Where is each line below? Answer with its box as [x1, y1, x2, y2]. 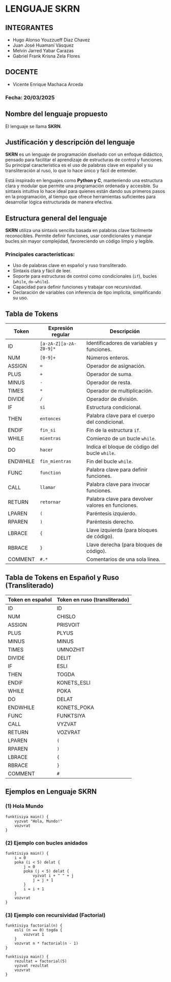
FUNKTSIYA [56, 712, 85, 719]
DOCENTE [5, 68, 38, 76]
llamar [40, 484, 56, 490]
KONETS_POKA [56, 704, 94, 711]
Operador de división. [86, 395, 138, 402]
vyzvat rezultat [14, 963, 49, 968]
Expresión [48, 325, 73, 332]
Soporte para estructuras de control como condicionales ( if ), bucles [12, 273, 157, 279]
